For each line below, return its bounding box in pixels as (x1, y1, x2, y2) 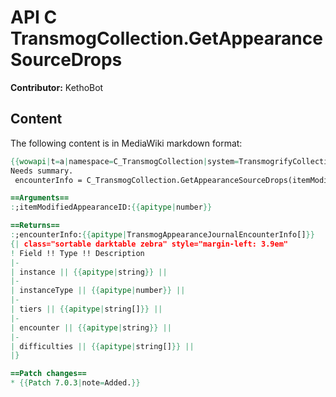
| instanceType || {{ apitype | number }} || (10, 286, 186, 296)
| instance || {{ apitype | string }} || (10, 267, 168, 277)
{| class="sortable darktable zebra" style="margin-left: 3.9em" (10, 239, 288, 249)
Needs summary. (10, 166, 74, 176)
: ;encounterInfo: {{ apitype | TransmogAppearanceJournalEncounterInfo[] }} (10, 230, 315, 240)
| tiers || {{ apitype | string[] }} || (10, 304, 163, 314)
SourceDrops (10, 49, 123, 71)
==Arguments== (10, 193, 70, 203)
